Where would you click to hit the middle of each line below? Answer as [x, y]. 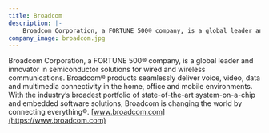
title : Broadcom [35, 16]
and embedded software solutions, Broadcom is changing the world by [125, 103]
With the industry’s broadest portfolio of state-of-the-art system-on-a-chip [132, 95]
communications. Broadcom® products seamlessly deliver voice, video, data [134, 78]
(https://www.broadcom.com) [57, 120]
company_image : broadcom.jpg [57, 38]
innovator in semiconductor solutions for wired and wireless [107, 70]
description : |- [35, 23]
